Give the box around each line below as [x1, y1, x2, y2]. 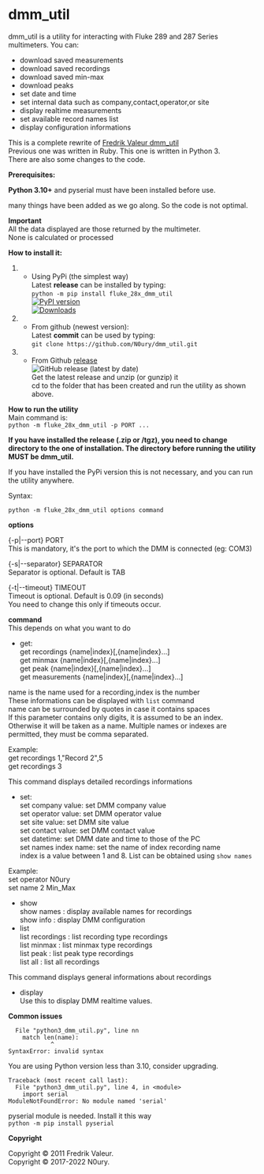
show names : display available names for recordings [19, 906, 192, 916]
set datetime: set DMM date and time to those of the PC [19, 833, 201, 843]
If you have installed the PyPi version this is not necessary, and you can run [8, 467, 254, 476]
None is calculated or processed [8, 232, 114, 242]
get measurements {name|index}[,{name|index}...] [19, 672, 184, 681]
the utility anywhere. [8, 476, 75, 485]
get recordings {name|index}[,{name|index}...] [19, 646, 170, 657]
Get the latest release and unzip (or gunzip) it [31, 372, 179, 382]
